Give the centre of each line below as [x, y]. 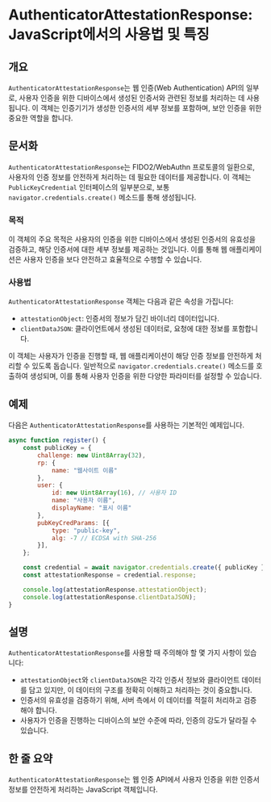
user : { [50, 485]
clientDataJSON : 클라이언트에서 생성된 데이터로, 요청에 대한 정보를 [125, 329]
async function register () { [57, 441]
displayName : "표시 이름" [92, 508]
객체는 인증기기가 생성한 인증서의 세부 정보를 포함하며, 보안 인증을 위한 [151, 108]
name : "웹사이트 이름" [85, 470]
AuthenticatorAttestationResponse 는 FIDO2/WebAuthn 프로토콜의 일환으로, [132, 166]
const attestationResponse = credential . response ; [110, 575]
